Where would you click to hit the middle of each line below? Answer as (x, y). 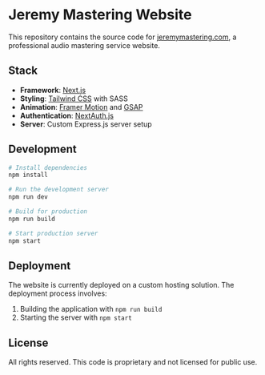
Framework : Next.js (53, 90)
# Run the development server (59, 190)
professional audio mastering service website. (84, 45)
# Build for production (48, 212)
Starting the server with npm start (76, 317)
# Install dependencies (48, 167)
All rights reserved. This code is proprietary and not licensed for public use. (133, 362)
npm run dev (28, 197)
